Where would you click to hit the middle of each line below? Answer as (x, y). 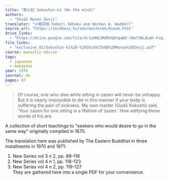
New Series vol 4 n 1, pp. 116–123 (47, 161)
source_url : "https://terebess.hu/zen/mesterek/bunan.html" (70, 29)
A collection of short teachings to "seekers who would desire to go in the (81, 126)
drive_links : (19, 33)
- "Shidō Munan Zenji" (33, 19)
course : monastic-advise (31, 52)
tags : (11, 57)
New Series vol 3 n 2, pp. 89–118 (46, 156)
